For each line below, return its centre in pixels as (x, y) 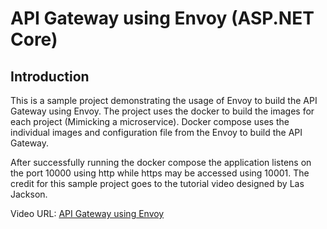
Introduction (50, 76)
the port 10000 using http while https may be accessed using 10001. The (160, 173)
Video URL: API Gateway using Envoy (87, 213)
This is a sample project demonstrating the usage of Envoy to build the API (164, 100)
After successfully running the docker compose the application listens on (161, 162)
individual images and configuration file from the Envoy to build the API (156, 132)
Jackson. (29, 194)
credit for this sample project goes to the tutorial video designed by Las (157, 183)
